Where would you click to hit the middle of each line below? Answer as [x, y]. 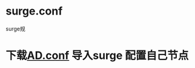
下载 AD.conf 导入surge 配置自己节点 [97, 56]
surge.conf [34, 11]
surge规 [15, 29]
